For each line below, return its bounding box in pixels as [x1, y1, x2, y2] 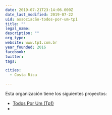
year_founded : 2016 [5, 45, 46, 50]
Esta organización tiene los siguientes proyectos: [5, 91, 107, 96]
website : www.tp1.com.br [5, 40, 58, 45]
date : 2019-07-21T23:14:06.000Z [5, 7, 73, 13]
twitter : [5, 54, 24, 59]
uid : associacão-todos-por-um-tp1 [5, 17, 78, 22]
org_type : [5, 36, 26, 41]
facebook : [5, 49, 26, 54]
